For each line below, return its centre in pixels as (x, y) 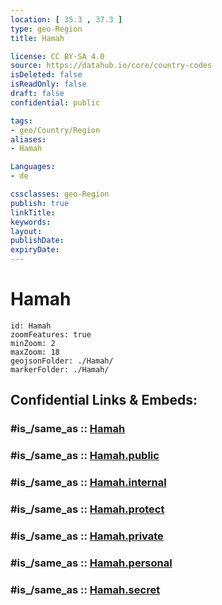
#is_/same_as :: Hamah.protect (87, 509)
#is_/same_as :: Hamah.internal (88, 483)
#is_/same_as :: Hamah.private (87, 536)
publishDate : (37, 241)
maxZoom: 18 (35, 352)
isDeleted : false (46, 75)
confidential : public (55, 102)
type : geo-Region (46, 29)
